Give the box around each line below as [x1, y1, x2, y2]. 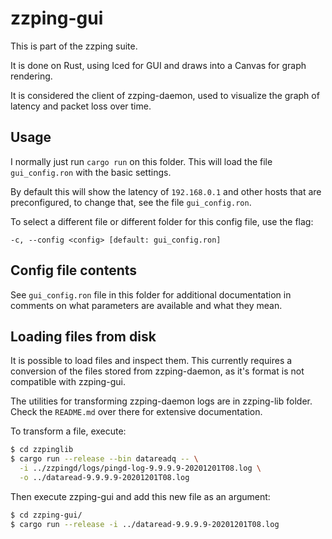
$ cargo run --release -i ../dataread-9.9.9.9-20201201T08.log [10, 519, 280, 529]
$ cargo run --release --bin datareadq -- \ [10, 454, 199, 464]
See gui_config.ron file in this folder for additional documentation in [10, 288, 292, 301]
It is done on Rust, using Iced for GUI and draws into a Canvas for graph [10, 59, 307, 71]
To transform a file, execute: [10, 425, 127, 437]
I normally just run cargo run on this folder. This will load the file [10, 155, 273, 167]
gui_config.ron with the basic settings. [10, 166, 172, 178]
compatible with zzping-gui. [10, 376, 126, 388]
